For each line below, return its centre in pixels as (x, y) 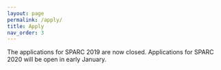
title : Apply (26, 26)
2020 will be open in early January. (57, 60)
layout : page (26, 13)
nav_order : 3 (26, 33)
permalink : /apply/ (35, 20)
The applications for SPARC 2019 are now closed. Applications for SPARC (110, 52)
